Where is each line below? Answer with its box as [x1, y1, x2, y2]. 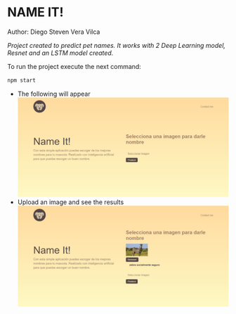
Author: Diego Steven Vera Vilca [7, 27, 100, 36]
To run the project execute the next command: [7, 62, 142, 70]
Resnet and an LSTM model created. [7, 49, 114, 57]
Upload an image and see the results [17, 198, 124, 206]
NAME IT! [7, 4, 64, 20]
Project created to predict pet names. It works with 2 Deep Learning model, [7, 41, 226, 49]
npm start [7, 77, 37, 84]
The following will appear [17, 89, 91, 98]
